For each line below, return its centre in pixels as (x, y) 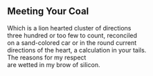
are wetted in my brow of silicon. (54, 64)
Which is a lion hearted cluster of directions (69, 28)
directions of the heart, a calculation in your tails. (77, 50)
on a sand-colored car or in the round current (72, 42)
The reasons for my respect (47, 57)
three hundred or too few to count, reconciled (72, 35)
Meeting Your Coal (48, 11)
